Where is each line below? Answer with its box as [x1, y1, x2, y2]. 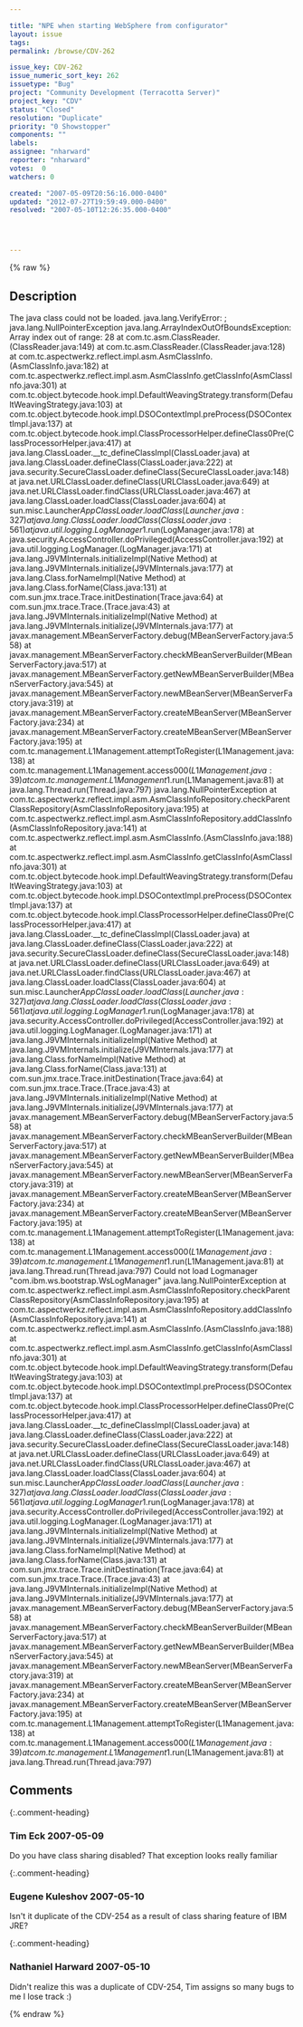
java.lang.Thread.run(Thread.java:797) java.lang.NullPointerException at [9, 784, 278, 795]
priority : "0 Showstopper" [9, 121, 111, 131]
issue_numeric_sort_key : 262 [9, 72, 119, 81]
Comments [9, 1782, 73, 1799]
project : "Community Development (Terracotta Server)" [9, 88, 221, 97]
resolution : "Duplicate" [9, 113, 103, 122]
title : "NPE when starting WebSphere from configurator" [9, 21, 229, 30]
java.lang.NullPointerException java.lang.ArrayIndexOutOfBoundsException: [9, 322, 292, 333]
